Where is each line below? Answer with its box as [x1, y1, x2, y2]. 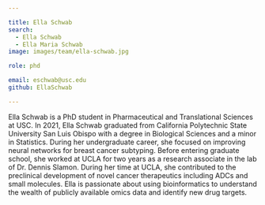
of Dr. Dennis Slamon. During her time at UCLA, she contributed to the [8, 162, 237, 172]
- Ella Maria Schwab [15, 40, 83, 48]
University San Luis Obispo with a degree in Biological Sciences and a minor [8, 129, 257, 138]
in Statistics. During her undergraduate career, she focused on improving [8, 137, 246, 147]
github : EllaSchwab [8, 84, 73, 91]
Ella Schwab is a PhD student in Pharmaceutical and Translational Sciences [8, 112, 253, 121]
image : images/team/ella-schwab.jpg [8, 48, 129, 56]
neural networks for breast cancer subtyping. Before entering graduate [8, 145, 240, 155]
